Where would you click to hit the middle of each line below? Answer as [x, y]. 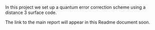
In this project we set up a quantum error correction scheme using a [75, 7]
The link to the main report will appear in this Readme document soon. [78, 22]
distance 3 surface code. [31, 12]
